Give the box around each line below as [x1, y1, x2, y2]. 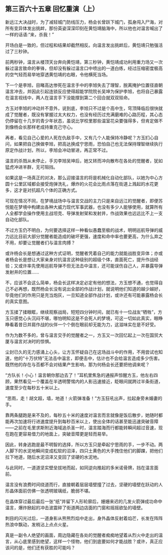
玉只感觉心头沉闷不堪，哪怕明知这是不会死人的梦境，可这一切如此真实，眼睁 [5, 315, 163, 321]
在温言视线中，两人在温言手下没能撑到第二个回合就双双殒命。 [5, 94, 132, 100]
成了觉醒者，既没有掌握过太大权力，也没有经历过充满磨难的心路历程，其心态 [5, 111, 163, 117]
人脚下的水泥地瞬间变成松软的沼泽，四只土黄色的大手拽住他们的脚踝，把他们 [5, 447, 163, 453]
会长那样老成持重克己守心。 [18, 124, 75, 130]
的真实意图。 [5, 298, 31, 304]
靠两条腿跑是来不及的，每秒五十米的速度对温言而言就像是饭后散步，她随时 [5, 412, 158, 418]
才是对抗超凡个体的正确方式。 [18, 187, 80, 193]
